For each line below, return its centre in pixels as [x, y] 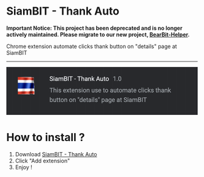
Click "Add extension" [42, 161]
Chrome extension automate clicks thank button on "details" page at [92, 46]
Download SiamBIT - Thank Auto [56, 154]
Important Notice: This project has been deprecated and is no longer [94, 28]
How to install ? [46, 137]
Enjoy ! [23, 167]
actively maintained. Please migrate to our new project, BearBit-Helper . [98, 34]
